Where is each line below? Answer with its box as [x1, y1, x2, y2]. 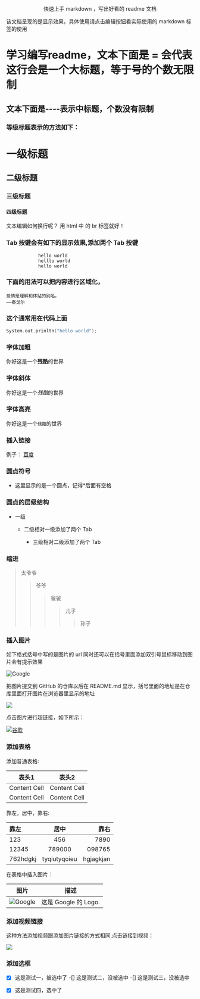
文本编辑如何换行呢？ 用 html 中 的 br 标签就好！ [6, 222, 125, 229]
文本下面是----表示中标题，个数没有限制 [6, 104, 154, 114]
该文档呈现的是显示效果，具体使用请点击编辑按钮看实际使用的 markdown [6, 18, 185, 25]
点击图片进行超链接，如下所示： [6, 714, 85, 721]
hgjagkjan [83, 854, 111, 863]
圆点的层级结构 [6, 498, 49, 506]
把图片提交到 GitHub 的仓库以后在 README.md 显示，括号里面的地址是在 [6, 683, 186, 690]
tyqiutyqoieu [42, 854, 77, 863]
